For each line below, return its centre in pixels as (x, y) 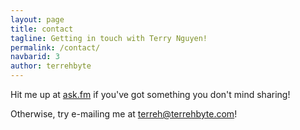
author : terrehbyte (51, 66)
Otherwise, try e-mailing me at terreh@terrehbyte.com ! (124, 114)
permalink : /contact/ (55, 47)
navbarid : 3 (35, 57)
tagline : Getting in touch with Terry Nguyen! (109, 38)
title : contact (42, 29)
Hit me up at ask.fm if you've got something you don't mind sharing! (150, 94)
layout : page (37, 19)
